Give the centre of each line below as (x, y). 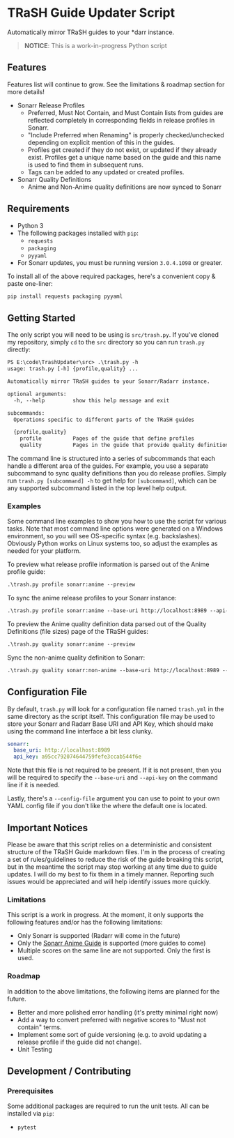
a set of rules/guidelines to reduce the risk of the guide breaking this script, (116, 860)
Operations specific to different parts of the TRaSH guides (104, 420)
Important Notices (48, 828)
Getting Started (41, 318)
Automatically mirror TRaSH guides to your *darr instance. (91, 32)
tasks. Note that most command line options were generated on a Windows (115, 529)
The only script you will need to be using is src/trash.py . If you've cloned (113, 335)
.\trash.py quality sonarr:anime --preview (71, 644)
